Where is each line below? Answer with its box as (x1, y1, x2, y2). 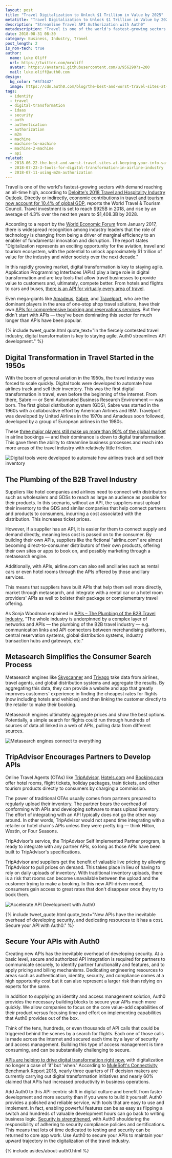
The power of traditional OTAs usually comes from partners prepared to (5, 795, 156, 801)
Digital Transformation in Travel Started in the (5, 353, 154, 362)
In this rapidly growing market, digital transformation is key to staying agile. (5, 264, 164, 270)
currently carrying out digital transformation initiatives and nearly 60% (5, 1073, 154, 1079)
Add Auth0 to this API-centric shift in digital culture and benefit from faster (5, 1089, 163, 1095)
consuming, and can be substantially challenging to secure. (5, 1047, 131, 1053)
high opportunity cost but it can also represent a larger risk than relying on (5, 978, 162, 984)
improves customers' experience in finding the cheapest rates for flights (5, 690, 158, 696)
